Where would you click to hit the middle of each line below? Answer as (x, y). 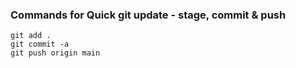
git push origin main (55, 53)
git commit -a (40, 44)
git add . (31, 36)
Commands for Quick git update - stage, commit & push (148, 15)
